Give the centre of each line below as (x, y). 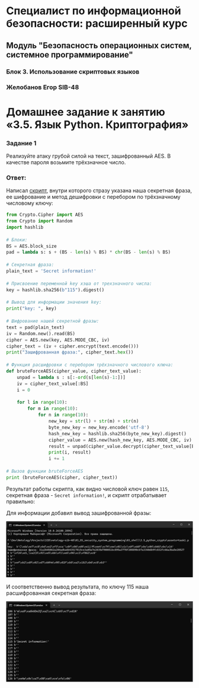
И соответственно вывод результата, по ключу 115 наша (78, 587)
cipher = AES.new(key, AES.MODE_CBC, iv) (58, 340)
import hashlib (25, 227)
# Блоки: (17, 240)
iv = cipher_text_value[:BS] (53, 384)
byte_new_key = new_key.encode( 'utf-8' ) (99, 427)
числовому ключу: (30, 203)
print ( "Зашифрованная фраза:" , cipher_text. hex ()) (70, 352)
